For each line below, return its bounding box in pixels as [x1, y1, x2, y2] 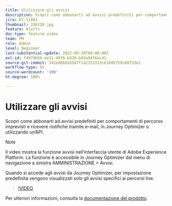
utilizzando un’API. [5, 129, 44, 135]
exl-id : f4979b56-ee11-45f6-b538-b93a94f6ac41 [5, 55, 106, 61]
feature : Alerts [5, 27, 40, 32]
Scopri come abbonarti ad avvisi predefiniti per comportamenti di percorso [5, 118, 163, 124]
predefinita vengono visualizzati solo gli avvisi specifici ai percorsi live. [5, 175, 155, 181]
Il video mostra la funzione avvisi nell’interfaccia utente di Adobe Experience [5, 148, 167, 155]
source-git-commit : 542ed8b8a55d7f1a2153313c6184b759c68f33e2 [5, 60, 141, 65]
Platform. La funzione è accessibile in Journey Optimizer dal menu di [5, 154, 150, 160]
